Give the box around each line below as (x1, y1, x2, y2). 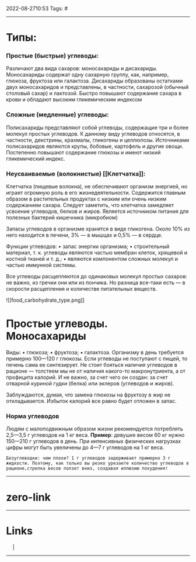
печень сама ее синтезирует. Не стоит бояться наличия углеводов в (6, 361, 178, 368)
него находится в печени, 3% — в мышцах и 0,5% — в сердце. (6, 232, 163, 239)
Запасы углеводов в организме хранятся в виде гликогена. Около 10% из (6, 225, 190, 233)
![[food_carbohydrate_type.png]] (6, 296, 85, 304)
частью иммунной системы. (6, 261, 77, 268)
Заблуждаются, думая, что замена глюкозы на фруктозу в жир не (6, 391, 171, 398)
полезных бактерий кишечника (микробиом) (6, 214, 118, 221)
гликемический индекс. (6, 155, 65, 162)
